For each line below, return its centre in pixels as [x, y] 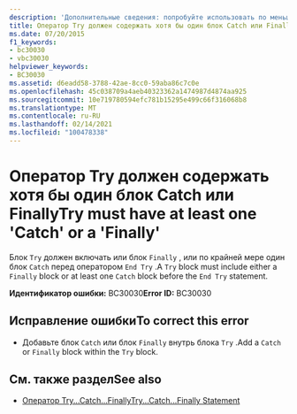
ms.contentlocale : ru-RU [55, 116]
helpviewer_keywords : [49, 67]
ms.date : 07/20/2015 [47, 34]
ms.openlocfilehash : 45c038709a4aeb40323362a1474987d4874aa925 [128, 91]
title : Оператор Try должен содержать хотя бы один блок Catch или [136, 26]
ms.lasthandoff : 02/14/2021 [61, 125]
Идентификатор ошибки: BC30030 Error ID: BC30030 [110, 293]
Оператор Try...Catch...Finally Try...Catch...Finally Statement [131, 401]
